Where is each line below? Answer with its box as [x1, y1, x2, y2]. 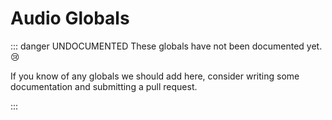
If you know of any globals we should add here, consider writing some [10, 70, 300, 82]
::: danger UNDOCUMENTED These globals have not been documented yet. [10, 40, 323, 52]
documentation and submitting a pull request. [10, 80, 198, 92]
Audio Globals [10, 7, 130, 30]
